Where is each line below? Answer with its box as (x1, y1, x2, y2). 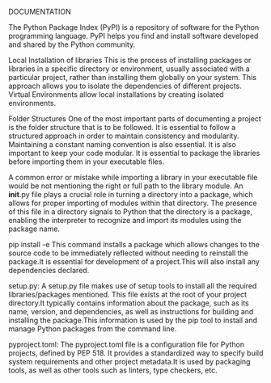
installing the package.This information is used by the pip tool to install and (8, 315, 257, 325)
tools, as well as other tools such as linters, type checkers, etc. (8, 365, 218, 375)
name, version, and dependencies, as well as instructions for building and (8, 307, 254, 316)
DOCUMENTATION (8, 7, 71, 16)
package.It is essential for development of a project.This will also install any (8, 257, 260, 266)
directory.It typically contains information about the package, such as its (8, 298, 249, 308)
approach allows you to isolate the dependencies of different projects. (8, 81, 243, 90)
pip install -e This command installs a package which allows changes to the (8, 240, 260, 249)
